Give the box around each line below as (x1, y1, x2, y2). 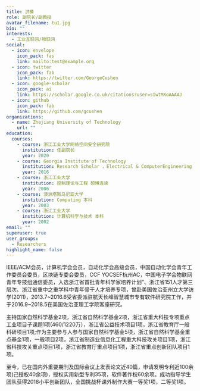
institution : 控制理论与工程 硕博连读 (21, 180, 108, 186)
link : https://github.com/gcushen (17, 108, 102, 114)
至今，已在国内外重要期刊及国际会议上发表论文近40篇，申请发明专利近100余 (6, 364, 194, 371)
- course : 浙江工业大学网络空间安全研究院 (17, 141, 110, 148)
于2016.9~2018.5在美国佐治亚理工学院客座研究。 (6, 301, 126, 308)
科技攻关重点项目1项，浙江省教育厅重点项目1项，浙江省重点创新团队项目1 (11, 343, 190, 351)
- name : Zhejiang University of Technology (11, 120, 121, 126)
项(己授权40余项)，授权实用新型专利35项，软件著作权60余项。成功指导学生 (6, 371, 192, 378)
